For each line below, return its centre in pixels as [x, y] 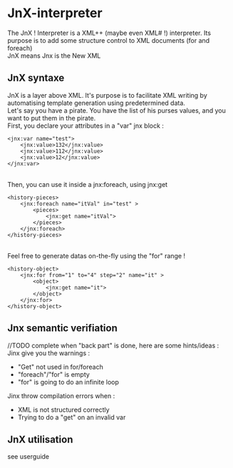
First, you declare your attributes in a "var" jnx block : [86, 126]
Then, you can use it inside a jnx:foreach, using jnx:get [88, 184]
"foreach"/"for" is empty [54, 374]
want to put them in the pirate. [52, 118]
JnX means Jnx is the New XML [54, 56]
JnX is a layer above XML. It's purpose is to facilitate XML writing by [108, 95]
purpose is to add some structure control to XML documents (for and [109, 40]
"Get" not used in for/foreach [60, 367]
